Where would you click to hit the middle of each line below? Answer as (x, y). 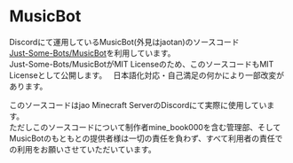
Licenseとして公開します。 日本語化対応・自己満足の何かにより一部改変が (147, 75)
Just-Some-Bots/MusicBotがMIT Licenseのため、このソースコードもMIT (142, 64)
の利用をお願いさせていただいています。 (83, 149)
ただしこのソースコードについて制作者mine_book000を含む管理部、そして (145, 127)
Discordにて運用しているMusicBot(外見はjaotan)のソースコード (124, 42)
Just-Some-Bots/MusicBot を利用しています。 (92, 53)
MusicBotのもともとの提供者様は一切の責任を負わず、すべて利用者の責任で (146, 138)
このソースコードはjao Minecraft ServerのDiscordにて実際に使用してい (138, 105)
